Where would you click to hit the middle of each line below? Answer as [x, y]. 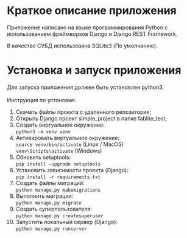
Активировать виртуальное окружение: [68, 138]
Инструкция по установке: [41, 100]
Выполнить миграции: [44, 196]
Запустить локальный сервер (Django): [67, 222]
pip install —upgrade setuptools [58, 164]
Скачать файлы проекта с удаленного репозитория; [83, 112]
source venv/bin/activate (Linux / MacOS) [70, 144]
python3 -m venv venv [43, 131]
